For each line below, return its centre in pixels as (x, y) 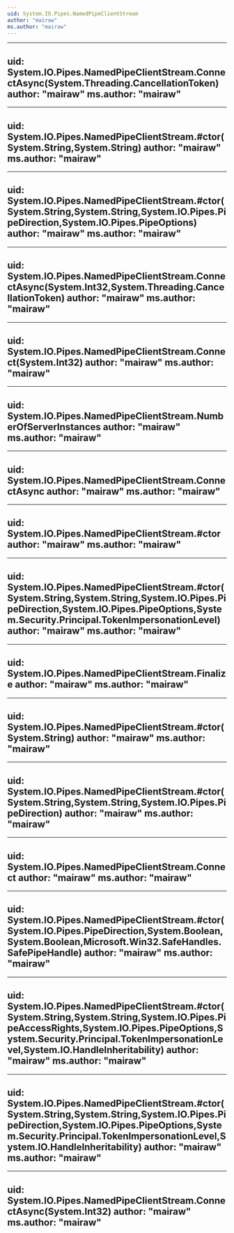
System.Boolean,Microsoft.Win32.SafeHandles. (114, 942)
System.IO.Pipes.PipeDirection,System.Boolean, (116, 931)
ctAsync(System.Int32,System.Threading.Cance (116, 288)
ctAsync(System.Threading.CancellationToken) (113, 83)
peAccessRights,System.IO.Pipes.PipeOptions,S (115, 1028)
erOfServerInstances (54, 427)
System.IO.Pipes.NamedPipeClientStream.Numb (116, 416)
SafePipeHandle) (45, 953)
